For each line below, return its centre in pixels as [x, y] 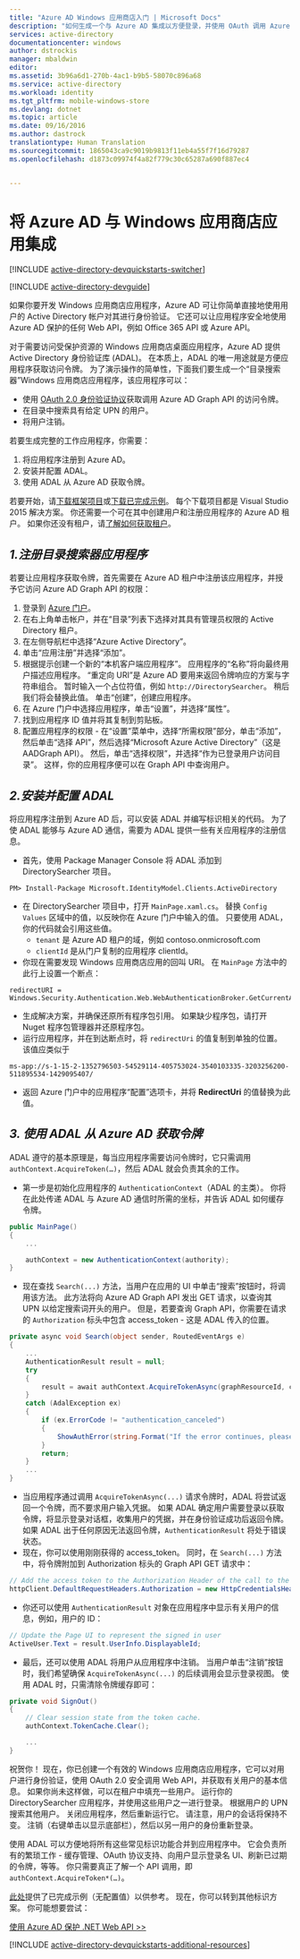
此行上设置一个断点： [61, 973]
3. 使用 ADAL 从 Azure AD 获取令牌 [106, 1134]
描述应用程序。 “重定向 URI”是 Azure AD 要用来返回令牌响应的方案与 [156, 675]
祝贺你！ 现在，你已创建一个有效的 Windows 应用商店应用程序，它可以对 [143, 1768]
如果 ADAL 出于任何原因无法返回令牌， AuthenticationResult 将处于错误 [154, 1530]
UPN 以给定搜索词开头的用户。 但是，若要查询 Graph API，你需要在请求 [154, 1309]
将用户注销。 [46, 422]
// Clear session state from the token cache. [113, 1718]
